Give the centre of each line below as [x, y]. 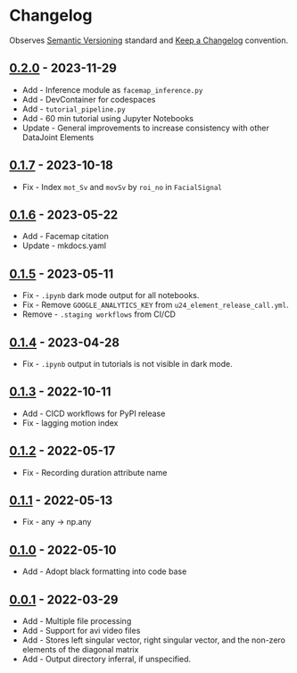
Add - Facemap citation [66, 237]
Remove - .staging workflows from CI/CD [99, 314]
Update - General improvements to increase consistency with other [145, 128]
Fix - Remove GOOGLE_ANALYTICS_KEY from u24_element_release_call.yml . [155, 305]
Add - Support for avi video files [81, 631]
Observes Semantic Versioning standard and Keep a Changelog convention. [149, 40]
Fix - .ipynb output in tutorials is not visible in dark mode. [128, 364]
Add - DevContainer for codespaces [89, 99]
